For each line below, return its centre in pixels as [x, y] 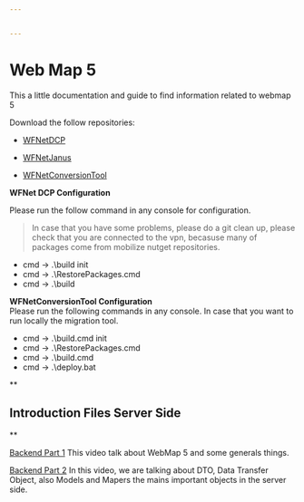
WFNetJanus [47, 157]
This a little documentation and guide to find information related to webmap [150, 95]
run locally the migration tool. [64, 320]
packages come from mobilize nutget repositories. [126, 246]
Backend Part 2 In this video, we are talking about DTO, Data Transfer [139, 470]
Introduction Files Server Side [95, 413]
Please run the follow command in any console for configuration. [130, 210]
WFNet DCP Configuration [60, 192]
